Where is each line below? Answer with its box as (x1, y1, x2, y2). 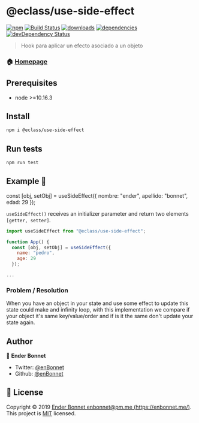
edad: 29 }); (6, 198, 36, 206)
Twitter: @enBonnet (14, 364, 65, 371)
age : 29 (17, 256, 36, 262)
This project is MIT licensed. (6, 409, 76, 417)
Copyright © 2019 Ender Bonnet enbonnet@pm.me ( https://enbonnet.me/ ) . (6, 403, 192, 410)
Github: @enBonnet (14, 370, 64, 377)
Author (6, 336, 33, 346)
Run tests (6, 144, 43, 154)
